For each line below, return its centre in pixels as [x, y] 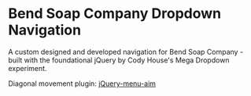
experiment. [28, 68]
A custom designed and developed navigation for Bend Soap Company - [126, 52]
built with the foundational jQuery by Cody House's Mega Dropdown [119, 60]
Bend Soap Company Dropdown [115, 14]
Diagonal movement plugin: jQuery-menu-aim [82, 84]
